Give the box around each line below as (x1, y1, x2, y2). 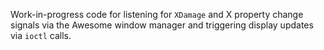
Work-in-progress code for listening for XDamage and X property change (10, 9, 304, 20)
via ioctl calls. (10, 30, 72, 41)
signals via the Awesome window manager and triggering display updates (10, 19, 314, 31)
